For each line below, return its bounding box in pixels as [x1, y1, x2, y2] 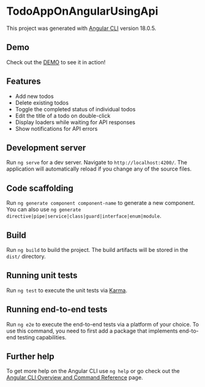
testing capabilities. [17, 333, 67, 341]
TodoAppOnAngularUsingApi [6, 4, 158, 18]
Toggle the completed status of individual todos [15, 105, 136, 112]
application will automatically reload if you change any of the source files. [6, 165, 192, 172]
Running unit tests [6, 270, 78, 281]
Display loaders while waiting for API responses [15, 118, 136, 126]
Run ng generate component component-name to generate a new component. [6, 199, 196, 207]
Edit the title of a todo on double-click [15, 112, 111, 119]
